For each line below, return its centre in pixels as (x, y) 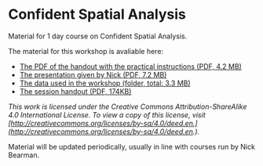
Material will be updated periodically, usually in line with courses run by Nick (131, 146)
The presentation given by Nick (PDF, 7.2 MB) (93, 74)
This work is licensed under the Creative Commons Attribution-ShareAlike (128, 106)
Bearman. (24, 155)
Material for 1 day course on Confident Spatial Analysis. (98, 36)
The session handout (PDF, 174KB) (75, 91)
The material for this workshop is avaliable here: (86, 51)
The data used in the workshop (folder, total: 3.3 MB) (105, 83)
